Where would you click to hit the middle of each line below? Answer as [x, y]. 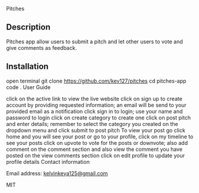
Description [28, 27]
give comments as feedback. [42, 48]
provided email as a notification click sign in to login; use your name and [94, 111]
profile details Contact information [48, 162]
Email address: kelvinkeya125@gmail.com [57, 173]
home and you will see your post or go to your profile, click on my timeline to [100, 137]
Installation [27, 67]
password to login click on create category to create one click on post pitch [99, 118]
